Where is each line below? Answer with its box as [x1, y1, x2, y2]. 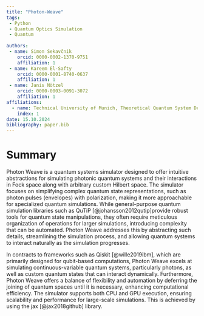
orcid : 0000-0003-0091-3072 [17, 88, 88, 94]
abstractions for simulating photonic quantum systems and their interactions [6, 174, 197, 182]
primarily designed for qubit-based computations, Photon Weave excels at [6, 258, 192, 265]
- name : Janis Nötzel [8, 83, 64, 89]
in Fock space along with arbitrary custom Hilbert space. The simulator [6, 181, 184, 188]
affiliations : [6, 99, 42, 105]
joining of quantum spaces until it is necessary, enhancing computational [6, 283, 189, 290]
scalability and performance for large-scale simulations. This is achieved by [6, 296, 195, 304]
